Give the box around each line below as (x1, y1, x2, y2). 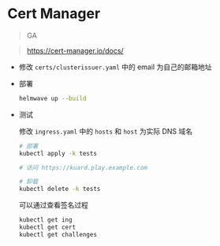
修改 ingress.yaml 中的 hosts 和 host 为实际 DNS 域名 (18, 127, 193, 136)
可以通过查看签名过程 (18, 200, 88, 210)
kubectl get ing (18, 216, 73, 224)
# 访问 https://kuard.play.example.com (18, 163, 147, 171)
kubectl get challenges (18, 230, 98, 238)
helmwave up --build (18, 94, 87, 102)
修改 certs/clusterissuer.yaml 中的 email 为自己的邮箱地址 (18, 62, 212, 72)
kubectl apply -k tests (18, 149, 98, 157)
